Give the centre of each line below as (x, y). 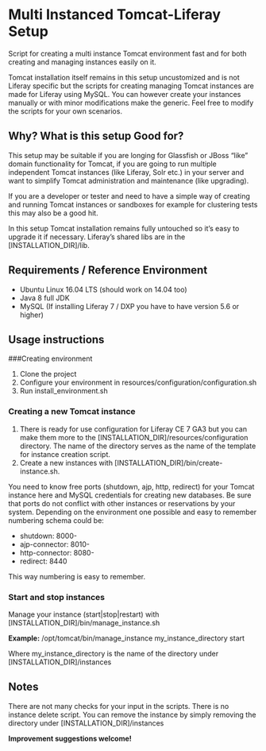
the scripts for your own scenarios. (66, 111)
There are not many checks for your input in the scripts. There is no (119, 706)
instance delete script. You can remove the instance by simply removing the (132, 714)
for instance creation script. (65, 454)
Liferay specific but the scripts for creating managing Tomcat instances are (131, 86)
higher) (31, 315)
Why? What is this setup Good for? (96, 136)
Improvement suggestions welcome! (70, 738)
